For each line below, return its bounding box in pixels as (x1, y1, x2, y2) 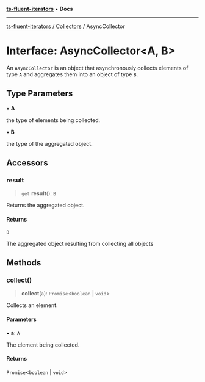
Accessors (6, 158, 49, 168)
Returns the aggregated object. (6, 201, 85, 209)
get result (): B (21, 190, 56, 197)
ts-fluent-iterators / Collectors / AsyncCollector (6, 23, 125, 30)
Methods (6, 258, 41, 268)
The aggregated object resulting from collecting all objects (6, 240, 154, 247)
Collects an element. (6, 301, 58, 309)
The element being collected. (6, 341, 80, 348)
